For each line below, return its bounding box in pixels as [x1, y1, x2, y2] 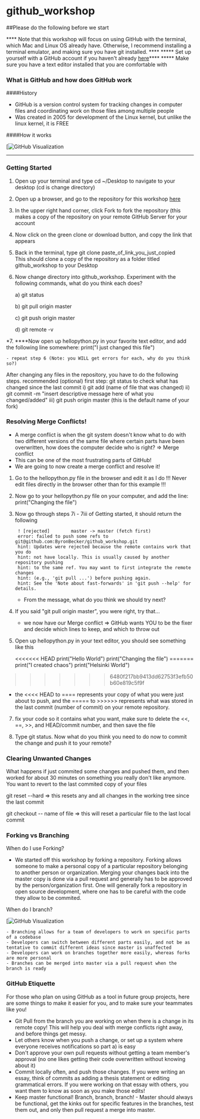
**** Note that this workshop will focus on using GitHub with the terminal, [6, 35, 186, 42]
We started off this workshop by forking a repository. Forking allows [14, 856, 182, 863]
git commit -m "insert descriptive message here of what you [6, 390, 154, 397]
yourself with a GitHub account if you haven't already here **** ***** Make [6, 54, 189, 62]
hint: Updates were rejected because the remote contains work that [17, 543, 192, 550]
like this [14, 643, 34, 650]
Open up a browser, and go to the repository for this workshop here [14, 195, 181, 202]
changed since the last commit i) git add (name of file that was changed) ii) [6, 383, 190, 391]
